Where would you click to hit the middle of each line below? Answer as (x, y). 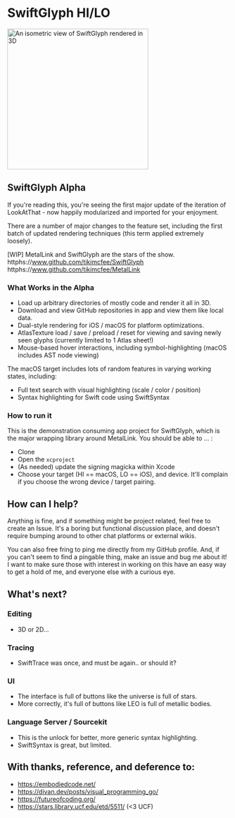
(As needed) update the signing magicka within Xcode (96, 467)
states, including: (32, 376)
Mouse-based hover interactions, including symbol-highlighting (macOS (122, 348)
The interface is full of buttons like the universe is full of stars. (107, 696)
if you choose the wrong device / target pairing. (87, 482)
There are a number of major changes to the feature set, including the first (115, 226)
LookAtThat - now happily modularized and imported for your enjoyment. (113, 212)
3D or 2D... (33, 629)
